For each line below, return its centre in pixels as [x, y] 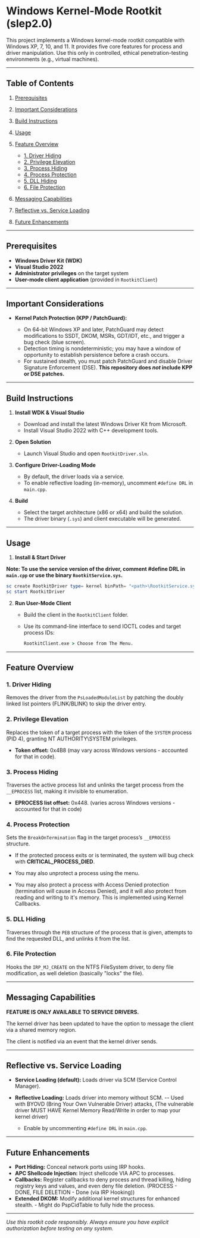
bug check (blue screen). [54, 342]
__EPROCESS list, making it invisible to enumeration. [67, 791]
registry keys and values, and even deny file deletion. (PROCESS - [96, 1186]
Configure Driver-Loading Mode [55, 465]
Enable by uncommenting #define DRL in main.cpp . [85, 1128]
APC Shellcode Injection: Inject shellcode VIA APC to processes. [95, 1173]
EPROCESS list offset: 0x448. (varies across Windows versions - [95, 802]
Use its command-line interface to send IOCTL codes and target [102, 626]
